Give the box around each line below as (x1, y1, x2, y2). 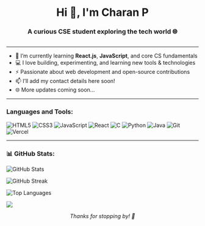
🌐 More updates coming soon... (15, 86, 95, 93)
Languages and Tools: (6, 108, 73, 116)
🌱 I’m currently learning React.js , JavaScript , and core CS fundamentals (15, 52, 198, 60)
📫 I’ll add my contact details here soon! (15, 78, 115, 85)
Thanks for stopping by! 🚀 (70, 213, 135, 220)
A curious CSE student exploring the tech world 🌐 (27, 27, 178, 36)
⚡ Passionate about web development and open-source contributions (15, 68, 190, 76)
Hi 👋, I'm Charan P (56, 5, 149, 20)
